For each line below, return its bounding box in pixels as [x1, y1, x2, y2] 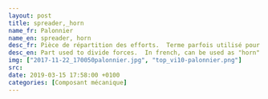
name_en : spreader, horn [8, 34, 91, 42]
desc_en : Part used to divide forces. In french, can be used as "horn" [8, 49, 261, 57]
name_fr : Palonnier [8, 26, 74, 34]
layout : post [8, 11, 52, 20]
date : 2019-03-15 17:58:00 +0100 [8, 71, 120, 79]
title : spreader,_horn [8, 19, 84, 27]
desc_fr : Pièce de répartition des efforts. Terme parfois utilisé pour [8, 42, 261, 49]
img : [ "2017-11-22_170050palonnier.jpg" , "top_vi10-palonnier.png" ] [8, 57, 242, 65]
